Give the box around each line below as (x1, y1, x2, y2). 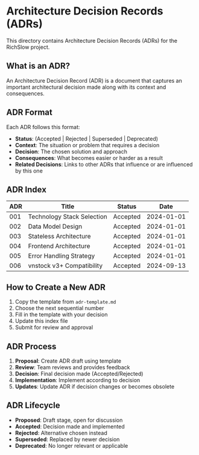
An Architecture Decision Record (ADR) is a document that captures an (6, 77, 182, 84)
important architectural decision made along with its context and (6, 83, 166, 91)
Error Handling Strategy (28, 252, 95, 260)
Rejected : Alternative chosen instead (14, 429, 107, 436)
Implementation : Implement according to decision (14, 377, 141, 384)
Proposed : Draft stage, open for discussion (14, 416, 123, 424)
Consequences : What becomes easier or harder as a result (14, 154, 163, 161)
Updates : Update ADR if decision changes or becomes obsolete (14, 383, 175, 390)
